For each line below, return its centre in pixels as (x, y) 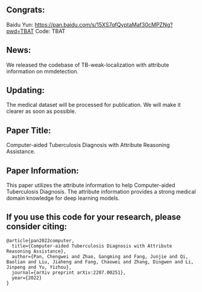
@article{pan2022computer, (40, 240)
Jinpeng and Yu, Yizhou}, (39, 267)
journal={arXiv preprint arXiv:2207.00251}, (69, 273)
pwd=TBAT (20, 31)
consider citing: (37, 227)
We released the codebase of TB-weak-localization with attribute (88, 65)
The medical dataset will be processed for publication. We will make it (93, 105)
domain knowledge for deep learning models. (63, 198)
